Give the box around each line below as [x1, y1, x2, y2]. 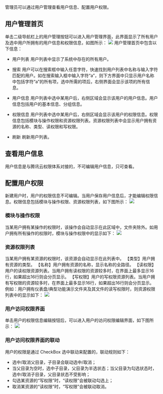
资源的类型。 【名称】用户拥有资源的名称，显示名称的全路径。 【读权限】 [9, 262, 156, 268]
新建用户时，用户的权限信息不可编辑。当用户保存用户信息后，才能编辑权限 [5, 193, 154, 198]
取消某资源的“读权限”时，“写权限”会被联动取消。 [12, 383, 109, 389]
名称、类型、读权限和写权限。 [20, 124, 81, 129]
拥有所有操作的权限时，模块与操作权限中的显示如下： [9, 230, 115, 236]
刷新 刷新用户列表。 [12, 134, 52, 140]
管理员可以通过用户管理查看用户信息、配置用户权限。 [5, 4, 112, 10]
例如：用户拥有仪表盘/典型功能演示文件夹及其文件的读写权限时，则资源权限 [5, 286, 156, 292]
